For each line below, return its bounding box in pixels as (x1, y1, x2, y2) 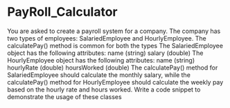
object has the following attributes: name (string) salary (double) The (7, 49, 204, 57)
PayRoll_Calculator (7, 4, 118, 20)
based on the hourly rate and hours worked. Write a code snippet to (7, 85, 201, 94)
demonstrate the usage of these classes (7, 92, 123, 100)
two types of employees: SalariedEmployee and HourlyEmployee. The (7, 34, 206, 42)
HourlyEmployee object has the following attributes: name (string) (7, 56, 195, 64)
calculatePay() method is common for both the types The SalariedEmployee (7, 41, 224, 50)
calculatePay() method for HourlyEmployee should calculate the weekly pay (7, 78, 224, 86)
